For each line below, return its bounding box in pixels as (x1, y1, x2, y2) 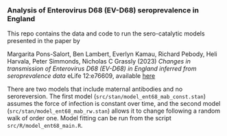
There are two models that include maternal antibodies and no (7, 85, 183, 94)
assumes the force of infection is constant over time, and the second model (7, 100, 221, 108)
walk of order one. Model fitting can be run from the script (7, 114, 171, 122)
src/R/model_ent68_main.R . (7, 122, 83, 130)
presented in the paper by (7, 37, 80, 45)
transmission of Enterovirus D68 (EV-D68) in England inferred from (7, 64, 197, 73)
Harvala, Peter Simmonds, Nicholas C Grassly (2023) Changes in (7, 57, 191, 66)
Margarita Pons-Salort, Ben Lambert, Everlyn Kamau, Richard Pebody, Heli (7, 50, 217, 58)
